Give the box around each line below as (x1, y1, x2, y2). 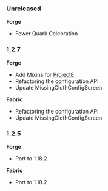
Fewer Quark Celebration (15, 30, 78, 37)
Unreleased (6, 4, 41, 13)
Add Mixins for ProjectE (15, 71, 75, 78)
